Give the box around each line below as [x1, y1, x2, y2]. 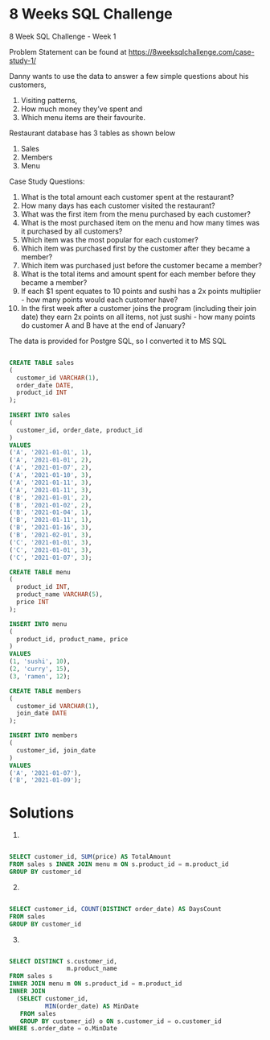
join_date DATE [16, 710, 67, 718]
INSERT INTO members [9, 731, 79, 740]
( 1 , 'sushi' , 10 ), [9, 657, 71, 665]
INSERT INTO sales [9, 412, 71, 420]
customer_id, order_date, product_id [16, 426, 143, 434]
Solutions [9, 803, 75, 822]
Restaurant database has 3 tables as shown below [9, 128, 176, 138]
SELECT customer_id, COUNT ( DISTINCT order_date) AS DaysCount [9, 905, 222, 913]
